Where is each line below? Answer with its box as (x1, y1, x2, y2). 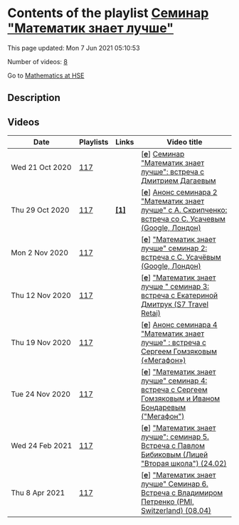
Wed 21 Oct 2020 (11, 162, 72, 172)
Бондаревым (141, 403, 186, 413)
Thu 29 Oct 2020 (11, 205, 70, 215)
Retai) (141, 308, 161, 318)
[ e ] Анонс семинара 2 (141, 187, 218, 197)
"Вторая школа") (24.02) (141, 459, 227, 469)
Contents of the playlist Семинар (7, 5, 209, 21)
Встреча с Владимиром (141, 488, 223, 498)
